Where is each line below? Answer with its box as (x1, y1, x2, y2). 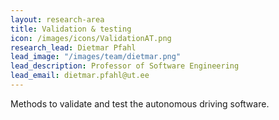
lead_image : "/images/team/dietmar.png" (10, 52, 182, 62)
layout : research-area (10, 14, 105, 25)
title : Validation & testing (10, 24, 132, 34)
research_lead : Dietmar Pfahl (10, 42, 137, 53)
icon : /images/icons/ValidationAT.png (10, 33, 172, 43)
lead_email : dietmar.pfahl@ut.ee (10, 71, 150, 81)
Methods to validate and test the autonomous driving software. (10, 97, 270, 110)
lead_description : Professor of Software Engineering (10, 61, 240, 71)
